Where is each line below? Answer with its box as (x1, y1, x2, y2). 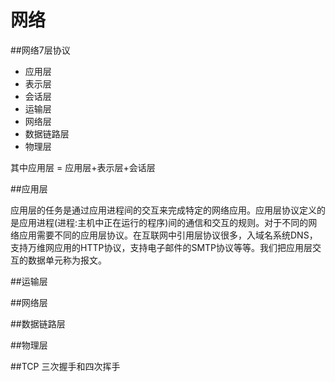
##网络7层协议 (10, 44, 71, 56)
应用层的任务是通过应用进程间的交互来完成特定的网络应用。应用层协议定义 (10, 204, 317, 216)
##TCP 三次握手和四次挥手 (10, 360, 121, 372)
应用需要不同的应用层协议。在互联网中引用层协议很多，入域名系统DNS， (18, 229, 318, 241)
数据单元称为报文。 (27, 254, 107, 266)
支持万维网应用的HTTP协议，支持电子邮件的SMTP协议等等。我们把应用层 (10, 241, 313, 253)
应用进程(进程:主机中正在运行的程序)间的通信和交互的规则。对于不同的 (18, 216, 309, 228)
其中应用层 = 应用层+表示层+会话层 (10, 161, 156, 173)
